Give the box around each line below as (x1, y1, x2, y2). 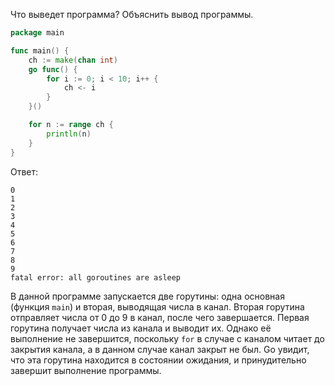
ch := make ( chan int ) (28, 55, 118, 65)
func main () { (10, 45, 70, 56)
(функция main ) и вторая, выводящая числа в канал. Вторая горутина (10, 300, 305, 313)
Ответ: (10, 165, 39, 178)
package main (10, 28, 65, 38)
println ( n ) (46, 129, 92, 139)
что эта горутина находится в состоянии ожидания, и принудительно (10, 354, 307, 366)
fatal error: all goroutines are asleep (10, 272, 182, 283)
